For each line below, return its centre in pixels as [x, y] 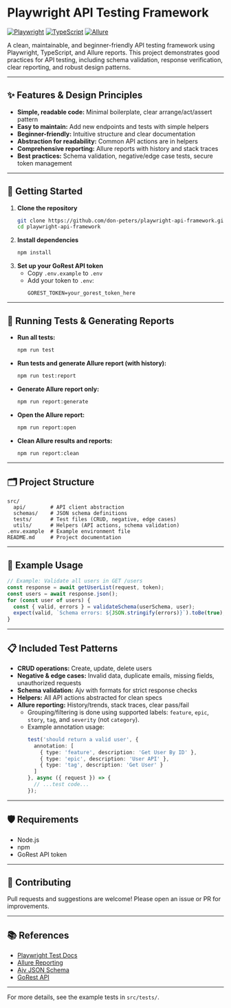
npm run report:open [46, 427]
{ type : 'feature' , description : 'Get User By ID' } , [119, 752]
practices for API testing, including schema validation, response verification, [115, 59]
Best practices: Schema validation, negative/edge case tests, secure [115, 156]
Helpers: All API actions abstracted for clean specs [90, 697]
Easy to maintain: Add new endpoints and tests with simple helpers [113, 126]
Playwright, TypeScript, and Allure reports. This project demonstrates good [113, 52]
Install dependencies [48, 240]
